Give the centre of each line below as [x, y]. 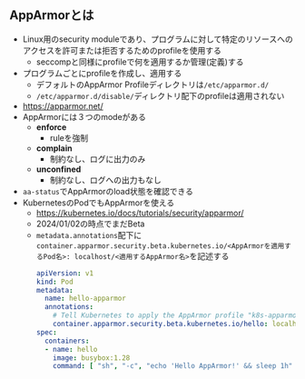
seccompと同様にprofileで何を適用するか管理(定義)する [140, 62]
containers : [67, 341]
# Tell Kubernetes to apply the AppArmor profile [148, 315]
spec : [46, 332]
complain [54, 148]
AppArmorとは [52, 15]
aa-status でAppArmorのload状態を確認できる [108, 191]
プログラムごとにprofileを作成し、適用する [102, 73]
